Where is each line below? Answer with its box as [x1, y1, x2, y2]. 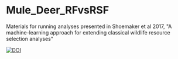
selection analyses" [6, 35, 54, 42]
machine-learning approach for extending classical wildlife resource [6, 29, 171, 36]
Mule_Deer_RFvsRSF [6, 4, 109, 17]
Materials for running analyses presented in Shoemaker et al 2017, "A [6, 23, 172, 30]
